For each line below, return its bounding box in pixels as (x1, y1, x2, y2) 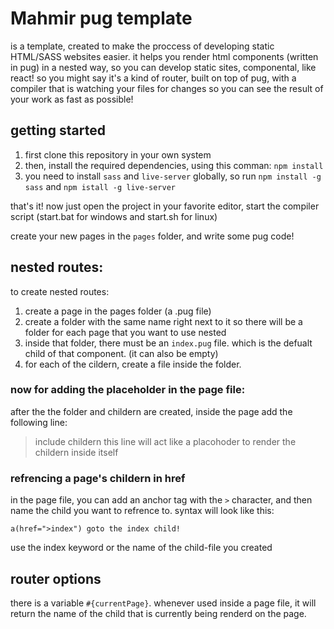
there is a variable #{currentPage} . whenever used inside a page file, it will (10, 597, 317, 609)
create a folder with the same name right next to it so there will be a (24, 315, 303, 327)
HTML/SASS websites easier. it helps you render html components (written (10, 50, 319, 62)
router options (10, 570, 102, 587)
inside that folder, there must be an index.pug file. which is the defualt (24, 337, 313, 349)
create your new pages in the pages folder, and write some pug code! (10, 230, 295, 242)
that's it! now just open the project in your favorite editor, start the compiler (10, 200, 320, 212)
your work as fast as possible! (10, 93, 134, 105)
